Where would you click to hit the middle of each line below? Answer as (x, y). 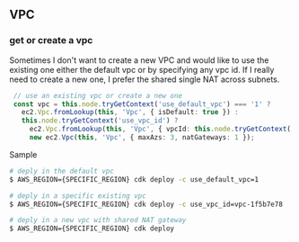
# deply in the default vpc (62, 171)
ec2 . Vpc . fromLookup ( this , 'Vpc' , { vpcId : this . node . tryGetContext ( (160, 130)
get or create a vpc (51, 40)
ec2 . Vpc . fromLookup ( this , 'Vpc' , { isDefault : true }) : (130, 112)
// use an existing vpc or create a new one (97, 95)
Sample (23, 154)
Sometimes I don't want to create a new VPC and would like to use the (139, 60)
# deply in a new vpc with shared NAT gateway (98, 220)
